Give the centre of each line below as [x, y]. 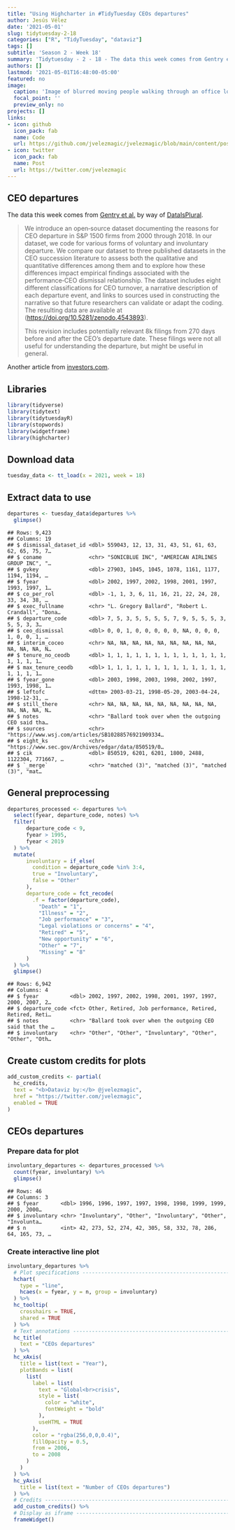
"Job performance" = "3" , [76, 920]
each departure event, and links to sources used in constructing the [122, 295]
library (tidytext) [34, 412]
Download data [41, 459]
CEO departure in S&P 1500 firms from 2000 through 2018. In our [118, 236]
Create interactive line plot [53, 1252]
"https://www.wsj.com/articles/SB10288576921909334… [86, 735]
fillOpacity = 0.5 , [61, 1442]
